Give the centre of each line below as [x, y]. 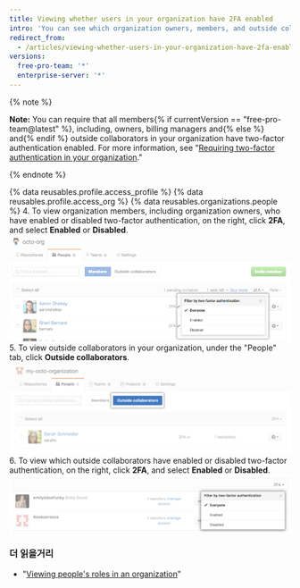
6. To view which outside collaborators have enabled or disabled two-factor [148, 460]
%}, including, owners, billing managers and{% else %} [163, 129]
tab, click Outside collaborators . [69, 357]
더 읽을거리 [32, 554]
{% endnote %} [38, 174]
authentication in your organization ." [76, 157]
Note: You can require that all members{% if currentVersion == [125, 119]
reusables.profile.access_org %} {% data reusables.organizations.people [144, 201]
